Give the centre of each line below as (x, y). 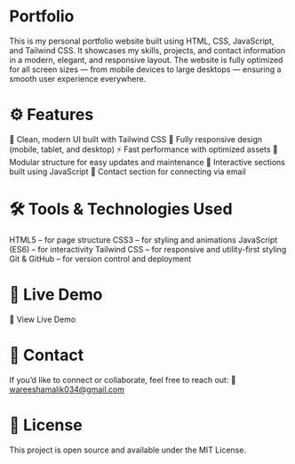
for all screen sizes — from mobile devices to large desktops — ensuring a (145, 69)
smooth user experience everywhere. (78, 78)
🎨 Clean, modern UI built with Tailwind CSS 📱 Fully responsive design (136, 139)
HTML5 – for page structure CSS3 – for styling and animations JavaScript (144, 240)
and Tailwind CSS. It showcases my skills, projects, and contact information (147, 50)
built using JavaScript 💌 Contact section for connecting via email (128, 172)
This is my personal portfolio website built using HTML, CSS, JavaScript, (142, 41)
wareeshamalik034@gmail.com (67, 389)
